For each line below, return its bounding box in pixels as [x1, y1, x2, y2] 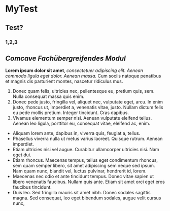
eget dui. [12, 152, 31, 158]
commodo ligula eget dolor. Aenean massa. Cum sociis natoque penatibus [5, 73, 161, 79]
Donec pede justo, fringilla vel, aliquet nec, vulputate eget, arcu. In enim [12, 99, 163, 105]
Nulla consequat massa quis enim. [12, 93, 85, 99]
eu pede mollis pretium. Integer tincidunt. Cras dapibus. [12, 110, 129, 116]
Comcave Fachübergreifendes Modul [5, 54, 126, 62]
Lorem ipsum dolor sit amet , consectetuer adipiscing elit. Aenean [5, 67, 144, 74]
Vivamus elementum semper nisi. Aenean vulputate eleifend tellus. [12, 115, 152, 121]
